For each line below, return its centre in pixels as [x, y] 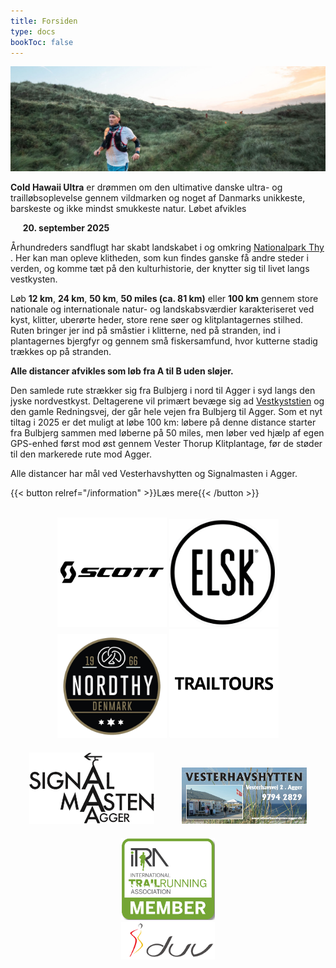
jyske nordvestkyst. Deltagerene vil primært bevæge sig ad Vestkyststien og [167, 401]
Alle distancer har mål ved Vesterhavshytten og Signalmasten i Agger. [154, 474]
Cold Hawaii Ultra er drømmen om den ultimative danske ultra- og [146, 187]
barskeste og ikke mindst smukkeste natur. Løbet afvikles [128, 209]
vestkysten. [34, 279]
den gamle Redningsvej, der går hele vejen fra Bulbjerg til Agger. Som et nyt [166, 412]
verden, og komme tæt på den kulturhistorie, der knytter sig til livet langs [160, 269]
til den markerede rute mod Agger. [81, 454]
